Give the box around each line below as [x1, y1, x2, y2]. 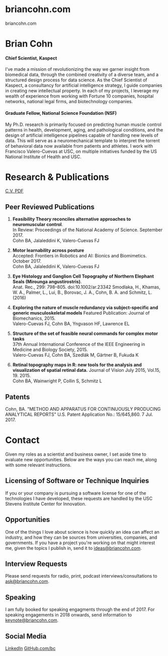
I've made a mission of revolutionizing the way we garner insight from [5, 66, 150, 72]
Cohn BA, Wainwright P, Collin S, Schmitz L [12, 378, 102, 384]
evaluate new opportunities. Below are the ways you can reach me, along [5, 457, 157, 463]
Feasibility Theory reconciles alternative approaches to [12, 216, 131, 222]
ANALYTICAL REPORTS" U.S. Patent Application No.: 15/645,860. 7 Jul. [5, 411, 153, 418]
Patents [5, 392, 30, 401]
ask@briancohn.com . [5, 578, 49, 585]
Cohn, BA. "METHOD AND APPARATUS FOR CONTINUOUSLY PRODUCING [5, 406, 161, 412]
